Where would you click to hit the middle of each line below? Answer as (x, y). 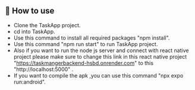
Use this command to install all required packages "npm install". (92, 38)
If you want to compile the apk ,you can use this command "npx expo (98, 75)
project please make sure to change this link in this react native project (100, 56)
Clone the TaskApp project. (47, 25)
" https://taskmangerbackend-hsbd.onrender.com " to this (84, 63)
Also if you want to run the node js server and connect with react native (101, 50)
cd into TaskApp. (34, 31)
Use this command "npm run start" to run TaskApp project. (86, 44)
